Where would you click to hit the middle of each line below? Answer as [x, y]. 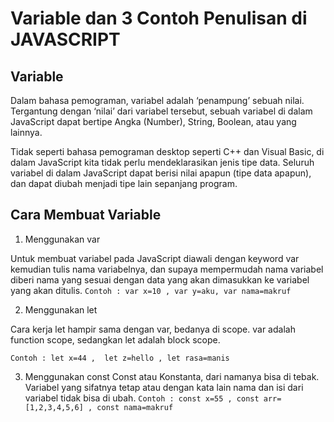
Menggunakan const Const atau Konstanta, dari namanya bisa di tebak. [172, 376]
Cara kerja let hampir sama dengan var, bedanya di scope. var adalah [153, 329]
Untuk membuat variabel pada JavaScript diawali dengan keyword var [155, 258]
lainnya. [26, 132]
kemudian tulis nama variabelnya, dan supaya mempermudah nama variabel [167, 269]
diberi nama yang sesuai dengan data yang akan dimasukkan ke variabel [160, 279]
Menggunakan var [62, 239]
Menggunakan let [61, 309]
